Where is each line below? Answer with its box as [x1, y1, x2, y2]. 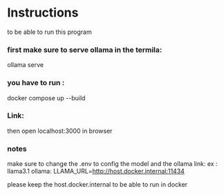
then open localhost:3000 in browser [7, 127, 113, 135]
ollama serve [7, 61, 44, 69]
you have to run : [7, 78, 65, 88]
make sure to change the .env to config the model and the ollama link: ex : [7, 160, 218, 168]
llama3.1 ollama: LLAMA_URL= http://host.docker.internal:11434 [7, 167, 185, 176]
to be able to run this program [7, 28, 92, 36]
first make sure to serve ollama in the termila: [7, 45, 162, 55]
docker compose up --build [7, 93, 86, 102]
